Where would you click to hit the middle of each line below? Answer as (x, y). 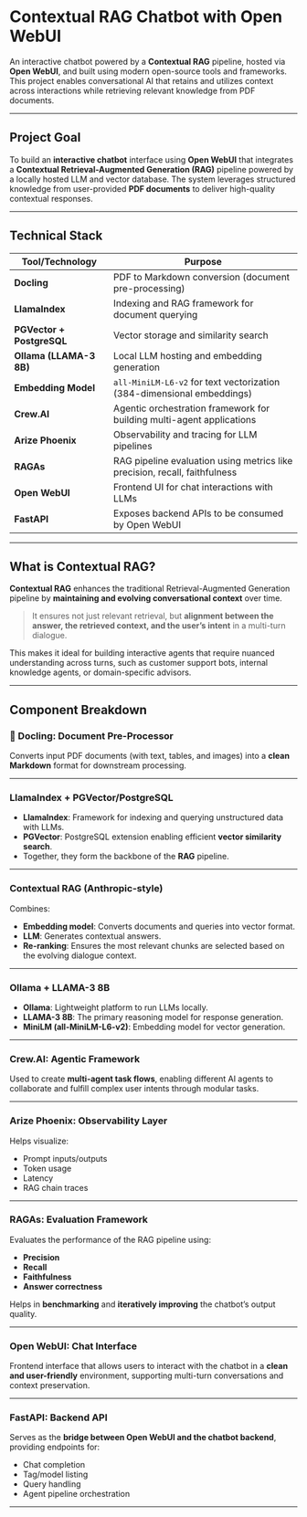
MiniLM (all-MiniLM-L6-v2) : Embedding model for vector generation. (154, 1027)
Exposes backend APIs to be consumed (198, 513)
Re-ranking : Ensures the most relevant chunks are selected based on (153, 945)
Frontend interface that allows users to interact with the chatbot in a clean (149, 1366)
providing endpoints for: (55, 1447)
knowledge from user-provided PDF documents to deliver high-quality (143, 188)
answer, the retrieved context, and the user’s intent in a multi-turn (159, 626)
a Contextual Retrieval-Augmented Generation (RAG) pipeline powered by (152, 169)
